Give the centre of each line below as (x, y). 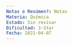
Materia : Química (28, 17)
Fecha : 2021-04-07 (29, 33)
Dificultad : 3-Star (30, 28)
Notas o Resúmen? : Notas (37, 11)
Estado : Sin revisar (32, 22)
